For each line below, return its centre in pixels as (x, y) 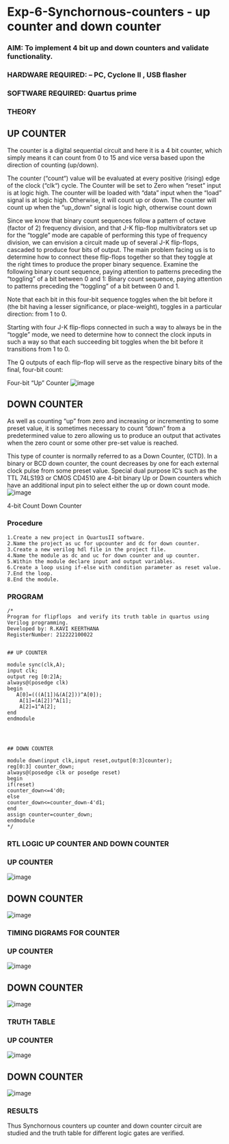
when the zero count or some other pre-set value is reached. (93, 443)
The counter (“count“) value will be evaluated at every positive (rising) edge (113, 178)
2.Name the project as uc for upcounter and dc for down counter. (104, 543)
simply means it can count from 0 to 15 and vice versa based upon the (106, 158)
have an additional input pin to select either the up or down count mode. (108, 485)
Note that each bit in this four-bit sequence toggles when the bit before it (110, 299)
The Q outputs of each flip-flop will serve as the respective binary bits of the (115, 362)
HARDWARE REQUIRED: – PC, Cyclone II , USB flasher (97, 75)
